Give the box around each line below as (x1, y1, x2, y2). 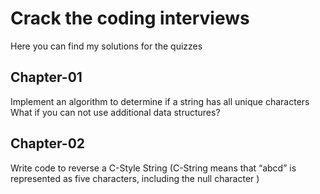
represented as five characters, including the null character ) (10, 172, 260, 184)
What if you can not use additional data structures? (10, 106, 221, 118)
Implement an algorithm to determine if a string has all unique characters (10, 95, 310, 107)
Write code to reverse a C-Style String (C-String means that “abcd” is (10, 162, 297, 174)
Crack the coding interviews (10, 7, 250, 30)
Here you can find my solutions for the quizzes (10, 40, 203, 52)
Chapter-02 (10, 135, 86, 152)
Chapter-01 (10, 69, 83, 86)
